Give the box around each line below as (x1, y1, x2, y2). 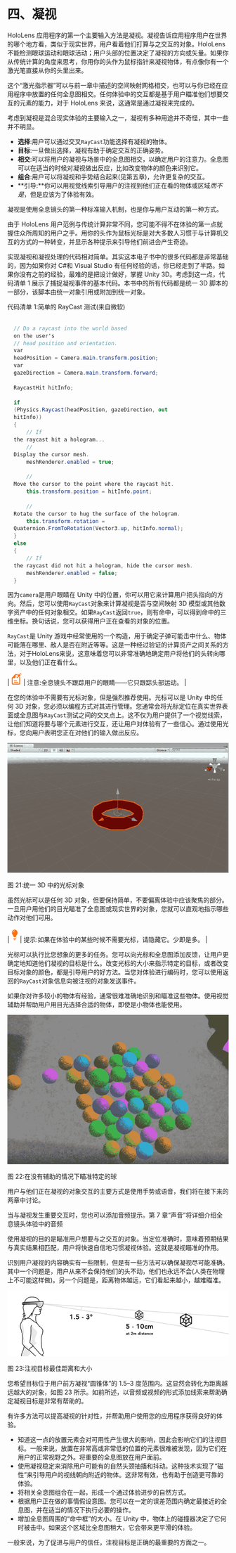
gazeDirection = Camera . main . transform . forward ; (13, 370, 159, 377)
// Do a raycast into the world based (13, 325, 128, 332)
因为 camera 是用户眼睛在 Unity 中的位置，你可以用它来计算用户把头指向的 (7, 591, 218, 599)
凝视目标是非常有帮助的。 (13, 1397, 88, 1405)
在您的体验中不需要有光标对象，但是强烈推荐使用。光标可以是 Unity (7, 693, 203, 702)
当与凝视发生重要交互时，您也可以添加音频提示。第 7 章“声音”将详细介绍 (7, 1211, 217, 1219)
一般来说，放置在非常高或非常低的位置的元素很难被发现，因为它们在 (29, 1444, 227, 1452)
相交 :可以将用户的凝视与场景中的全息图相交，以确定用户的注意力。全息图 (17, 155, 229, 163)
